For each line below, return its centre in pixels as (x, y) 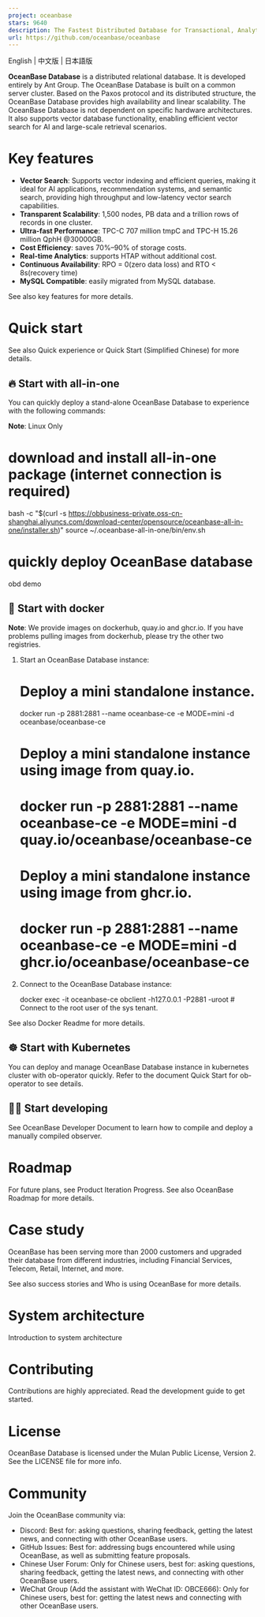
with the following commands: (57, 410)
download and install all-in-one (112, 458)
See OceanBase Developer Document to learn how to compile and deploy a (131, 1127)
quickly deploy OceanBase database (131, 562)
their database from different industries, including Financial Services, (120, 1260)
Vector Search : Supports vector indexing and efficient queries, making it (138, 181)
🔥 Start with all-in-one (64, 383)
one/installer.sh (33, 530)
